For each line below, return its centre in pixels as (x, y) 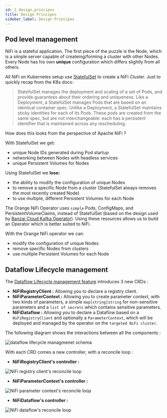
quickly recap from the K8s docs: (39, 82)
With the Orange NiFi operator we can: (45, 234)
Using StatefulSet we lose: (33, 173)
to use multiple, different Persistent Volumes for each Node (73, 199)
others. (12, 67)
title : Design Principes (31, 14)
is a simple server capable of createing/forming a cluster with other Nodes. (82, 57)
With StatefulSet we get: (30, 143)
